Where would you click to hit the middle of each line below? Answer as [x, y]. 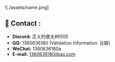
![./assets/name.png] [27, 7]
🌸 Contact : [23, 23]
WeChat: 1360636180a [37, 49]
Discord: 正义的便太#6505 [40, 36]
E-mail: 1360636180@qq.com [44, 54]
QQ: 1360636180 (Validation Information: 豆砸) [61, 43]
